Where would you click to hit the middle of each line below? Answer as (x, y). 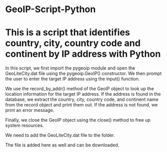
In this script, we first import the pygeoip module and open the (70, 68)
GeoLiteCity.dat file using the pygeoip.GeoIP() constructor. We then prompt (83, 73)
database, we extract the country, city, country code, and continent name (82, 99)
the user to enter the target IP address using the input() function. (73, 79)
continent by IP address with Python (83, 54)
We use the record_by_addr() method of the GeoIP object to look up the (80, 89)
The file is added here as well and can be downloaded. (62, 145)
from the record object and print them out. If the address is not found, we (81, 105)
